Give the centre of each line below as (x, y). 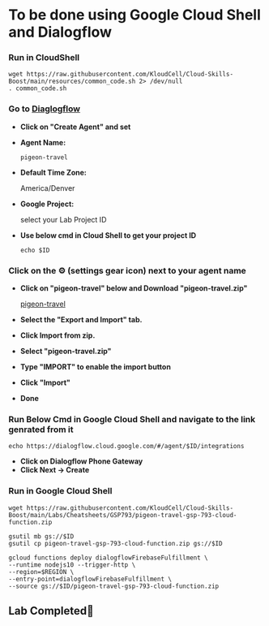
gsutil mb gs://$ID (41, 536)
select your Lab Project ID (63, 219)
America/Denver (47, 188)
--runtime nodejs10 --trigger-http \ (72, 565)
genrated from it (41, 430)
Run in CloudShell (44, 58)
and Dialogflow (60, 32)
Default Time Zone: (53, 172)
